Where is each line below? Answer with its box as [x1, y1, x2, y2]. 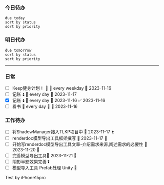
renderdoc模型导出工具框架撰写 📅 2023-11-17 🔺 [12, 135, 107, 141]
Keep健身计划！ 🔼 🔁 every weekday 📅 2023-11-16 [12, 85, 111, 91]
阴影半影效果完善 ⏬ [12, 159, 50, 164]
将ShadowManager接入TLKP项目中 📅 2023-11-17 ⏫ [12, 129, 114, 135]
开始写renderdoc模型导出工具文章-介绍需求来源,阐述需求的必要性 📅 [12, 141, 147, 147]
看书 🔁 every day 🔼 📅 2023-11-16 [12, 103, 78, 109]
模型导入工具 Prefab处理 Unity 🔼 [12, 164, 77, 170]
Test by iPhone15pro [5, 174, 46, 180]
